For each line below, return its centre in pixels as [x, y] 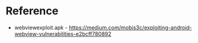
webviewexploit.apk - [41, 27]
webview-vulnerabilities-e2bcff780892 [63, 33]
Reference [32, 11]
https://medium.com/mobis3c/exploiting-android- [131, 27]
